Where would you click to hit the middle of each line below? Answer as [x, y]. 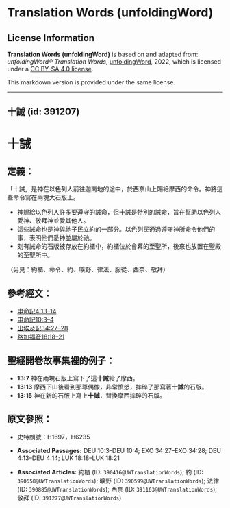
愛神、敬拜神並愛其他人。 [53, 221]
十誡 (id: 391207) [43, 112]
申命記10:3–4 [36, 319]
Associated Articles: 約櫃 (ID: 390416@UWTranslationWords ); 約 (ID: [110, 472]
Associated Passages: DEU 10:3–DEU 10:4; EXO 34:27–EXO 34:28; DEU [119, 450]
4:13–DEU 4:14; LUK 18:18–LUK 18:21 [68, 458]
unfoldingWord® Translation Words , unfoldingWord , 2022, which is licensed [114, 62]
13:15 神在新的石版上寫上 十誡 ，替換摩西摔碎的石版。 [91, 396]
